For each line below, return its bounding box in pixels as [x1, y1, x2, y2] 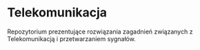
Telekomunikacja [7, 5, 108, 21]
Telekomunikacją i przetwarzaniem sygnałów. [7, 34, 136, 42]
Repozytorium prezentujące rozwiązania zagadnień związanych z [7, 27, 193, 36]
